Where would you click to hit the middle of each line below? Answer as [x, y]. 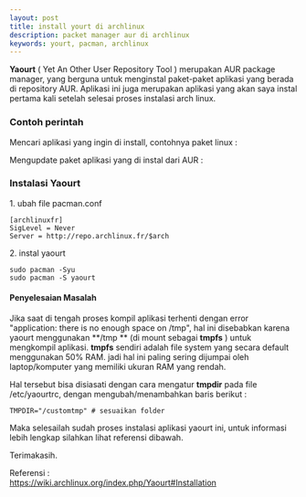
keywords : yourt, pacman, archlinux [79, 43]
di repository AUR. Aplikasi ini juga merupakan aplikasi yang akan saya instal [153, 89]
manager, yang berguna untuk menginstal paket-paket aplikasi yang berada [152, 79]
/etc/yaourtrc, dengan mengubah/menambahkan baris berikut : [128, 395]
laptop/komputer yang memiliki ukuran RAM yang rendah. [118, 367]
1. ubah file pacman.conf [56, 203]
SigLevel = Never [42, 228]
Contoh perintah [47, 122]
